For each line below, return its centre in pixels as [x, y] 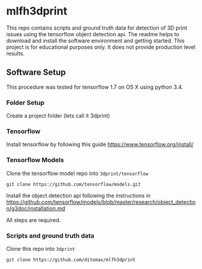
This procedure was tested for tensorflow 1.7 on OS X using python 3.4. [95, 87]
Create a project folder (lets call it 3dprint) [58, 116]
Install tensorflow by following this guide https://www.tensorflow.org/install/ [100, 144]
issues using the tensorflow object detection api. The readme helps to [93, 34]
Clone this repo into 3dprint [41, 248]
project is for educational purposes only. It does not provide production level [101, 47]
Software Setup [36, 73]
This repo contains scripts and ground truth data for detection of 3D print [97, 28]
